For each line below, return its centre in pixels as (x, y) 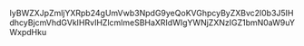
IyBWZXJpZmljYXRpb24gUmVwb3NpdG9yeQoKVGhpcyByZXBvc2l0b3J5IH (152, 13)
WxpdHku (28, 32)
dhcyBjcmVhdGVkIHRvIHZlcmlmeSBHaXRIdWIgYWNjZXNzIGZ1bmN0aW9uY (152, 23)
